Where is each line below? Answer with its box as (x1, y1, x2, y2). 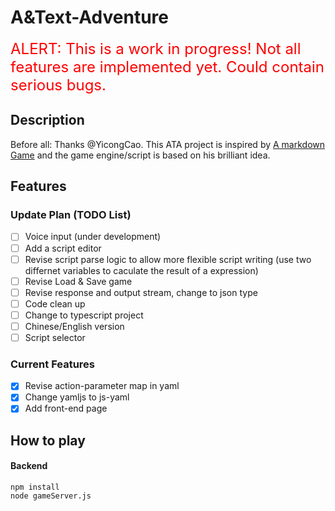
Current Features (10, 357, 96, 371)
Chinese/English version (24, 320, 125, 332)
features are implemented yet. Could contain (10, 57, 325, 76)
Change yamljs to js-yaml (24, 391, 130, 403)
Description (10, 112, 85, 129)
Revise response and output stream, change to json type (24, 286, 258, 298)
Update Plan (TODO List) (10, 208, 132, 222)
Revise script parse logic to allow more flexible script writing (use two (24, 253, 312, 265)
